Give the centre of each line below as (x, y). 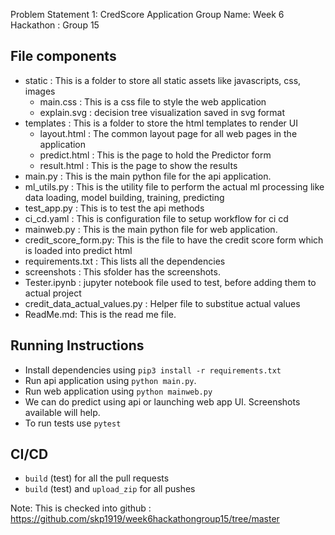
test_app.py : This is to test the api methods (114, 208)
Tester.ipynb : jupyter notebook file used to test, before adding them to (170, 282)
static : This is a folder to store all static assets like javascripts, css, (163, 80)
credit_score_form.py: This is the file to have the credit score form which (174, 240)
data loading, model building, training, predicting (124, 197)
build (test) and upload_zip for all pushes (110, 489)
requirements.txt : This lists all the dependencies (125, 261)
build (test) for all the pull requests (97, 478)
